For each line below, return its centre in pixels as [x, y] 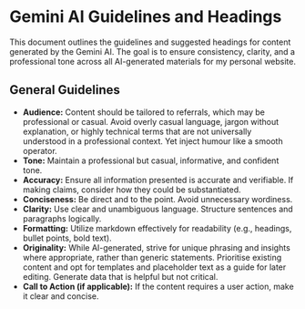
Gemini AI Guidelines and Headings [146, 17]
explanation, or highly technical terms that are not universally [137, 131]
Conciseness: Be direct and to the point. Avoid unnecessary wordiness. [158, 199]
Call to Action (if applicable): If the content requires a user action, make [158, 286]
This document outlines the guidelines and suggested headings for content [150, 42]
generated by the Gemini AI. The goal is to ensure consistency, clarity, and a [152, 51]
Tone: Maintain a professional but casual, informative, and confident [151, 160]
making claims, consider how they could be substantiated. [132, 190]
